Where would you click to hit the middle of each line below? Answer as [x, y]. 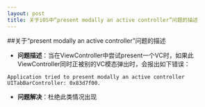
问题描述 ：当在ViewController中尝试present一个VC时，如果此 [105, 55]
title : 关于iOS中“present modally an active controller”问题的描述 [102, 20]
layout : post [26, 13]
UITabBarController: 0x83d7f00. [54, 83]
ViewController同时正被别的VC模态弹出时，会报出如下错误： [104, 64]
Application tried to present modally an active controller [96, 77]
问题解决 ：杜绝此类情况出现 [57, 97]
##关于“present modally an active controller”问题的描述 [87, 40]
